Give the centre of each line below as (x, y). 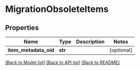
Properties (22, 28)
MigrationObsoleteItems (57, 9)
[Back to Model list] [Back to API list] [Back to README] (62, 62)
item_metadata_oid (31, 50)
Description (90, 42)
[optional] (121, 50)
